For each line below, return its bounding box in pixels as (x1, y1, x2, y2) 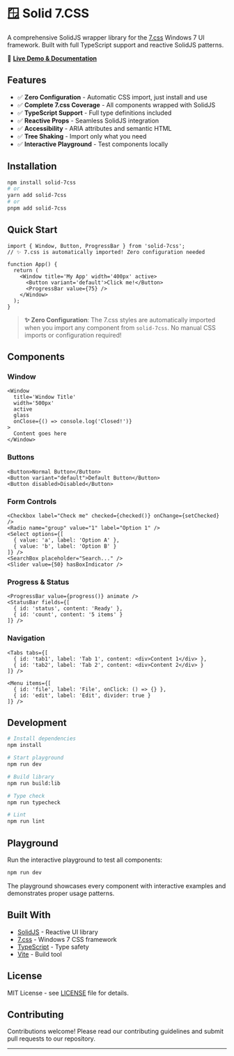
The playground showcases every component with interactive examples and (7, 881, 226, 890)
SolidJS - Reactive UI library (17, 927, 99, 936)
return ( (13, 267, 39, 274)
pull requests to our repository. (7, 1034, 96, 1043)
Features (7, 74, 47, 86)
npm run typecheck (7, 798, 61, 806)
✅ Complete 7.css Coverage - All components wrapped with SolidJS (17, 100, 216, 109)
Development (7, 717, 68, 729)
